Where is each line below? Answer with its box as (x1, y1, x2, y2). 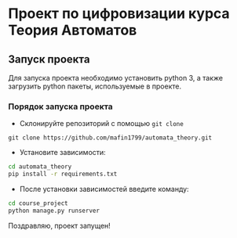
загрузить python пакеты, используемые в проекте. (8, 81, 182, 91)
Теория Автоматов (8, 21, 137, 39)
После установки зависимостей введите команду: (19, 185, 190, 194)
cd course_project (8, 200, 68, 207)
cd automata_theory (8, 163, 72, 171)
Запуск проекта (8, 52, 90, 66)
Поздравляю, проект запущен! (8, 221, 111, 230)
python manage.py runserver (8, 207, 100, 215)
